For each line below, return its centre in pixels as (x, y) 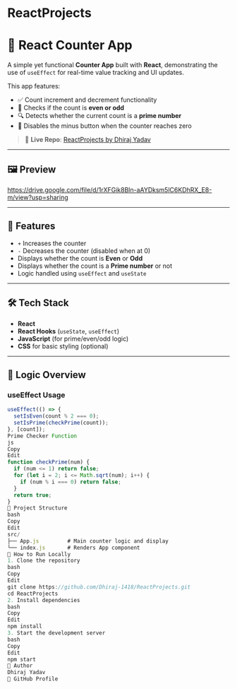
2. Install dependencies (44, 600)
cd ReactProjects (33, 594)
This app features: (34, 86)
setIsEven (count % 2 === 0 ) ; (56, 416)
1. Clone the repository (44, 561)
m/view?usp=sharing (38, 197)
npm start (22, 659)
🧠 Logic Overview (47, 375)
